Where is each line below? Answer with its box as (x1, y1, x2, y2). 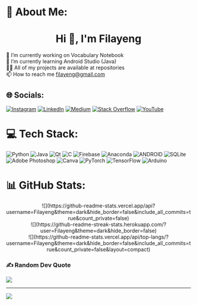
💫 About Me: (6, 5, 68, 19)
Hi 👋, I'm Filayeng (55, 32, 142, 46)
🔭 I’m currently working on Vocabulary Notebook (6, 52, 124, 59)
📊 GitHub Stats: (6, 179, 86, 192)
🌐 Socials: (6, 90, 45, 100)
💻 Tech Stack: (6, 128, 79, 140)
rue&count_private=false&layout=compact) (46, 246, 151, 253)
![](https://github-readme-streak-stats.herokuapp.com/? (30, 220, 167, 228)
